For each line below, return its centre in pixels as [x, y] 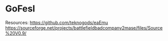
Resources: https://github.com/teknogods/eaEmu [57, 22]
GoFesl [20, 9]
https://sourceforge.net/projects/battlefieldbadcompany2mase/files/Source [84, 27]
